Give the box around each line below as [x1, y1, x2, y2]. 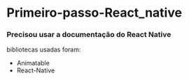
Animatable [16, 59, 50, 67]
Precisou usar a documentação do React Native [6, 30, 171, 40]
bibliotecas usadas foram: [6, 45, 81, 54]
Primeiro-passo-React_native [6, 5, 183, 21]
